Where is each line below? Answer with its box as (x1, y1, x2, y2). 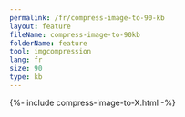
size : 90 (9, 64, 43, 73)
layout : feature (9, 22, 71, 31)
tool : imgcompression (9, 47, 92, 56)
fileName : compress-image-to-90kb (9, 30, 141, 39)
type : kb (9, 73, 43, 82)
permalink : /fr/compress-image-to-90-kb (9, 13, 166, 23)
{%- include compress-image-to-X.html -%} (9, 97, 176, 108)
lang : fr (9, 55, 43, 64)
